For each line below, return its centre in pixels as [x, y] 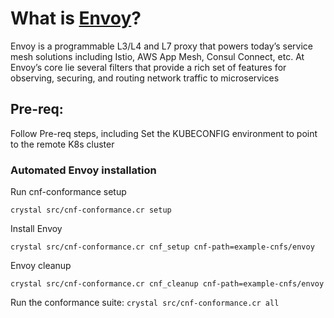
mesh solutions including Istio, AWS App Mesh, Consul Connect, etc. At [157, 56]
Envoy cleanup [41, 266]
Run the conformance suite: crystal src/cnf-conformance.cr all [145, 303]
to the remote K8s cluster [62, 144]
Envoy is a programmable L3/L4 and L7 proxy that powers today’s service [161, 46]
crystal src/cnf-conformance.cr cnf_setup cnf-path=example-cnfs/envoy [162, 247]
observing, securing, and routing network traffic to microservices [145, 78]
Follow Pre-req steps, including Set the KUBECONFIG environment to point [164, 133]
